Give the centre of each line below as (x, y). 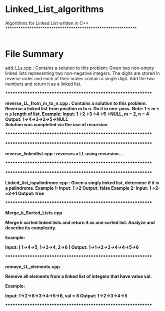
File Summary (34, 54)
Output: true (31, 193)
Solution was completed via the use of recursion (56, 124)
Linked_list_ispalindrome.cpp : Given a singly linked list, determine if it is (82, 183)
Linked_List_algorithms (54, 9)
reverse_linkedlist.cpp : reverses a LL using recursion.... (65, 153)
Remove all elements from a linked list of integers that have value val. (78, 276)
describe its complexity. (31, 228)
